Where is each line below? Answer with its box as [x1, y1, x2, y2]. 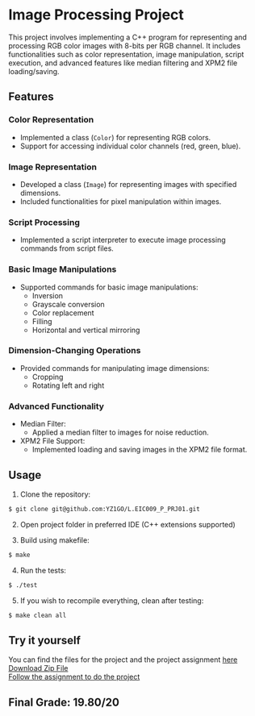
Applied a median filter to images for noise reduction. [31, 427, 210, 437]
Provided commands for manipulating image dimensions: [19, 363, 210, 373]
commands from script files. [19, 244, 115, 253]
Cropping [31, 372, 64, 381]
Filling [31, 316, 52, 326]
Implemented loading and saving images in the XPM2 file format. [31, 445, 248, 455]
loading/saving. [8, 66, 60, 76]
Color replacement [31, 308, 94, 318]
